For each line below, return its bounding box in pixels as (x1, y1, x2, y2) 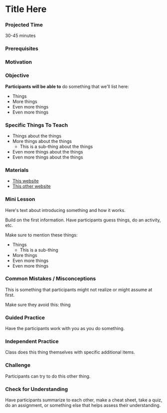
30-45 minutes (5, 32, 36, 38)
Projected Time (5, 21, 43, 28)
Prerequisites (5, 45, 38, 52)
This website (12, 178, 39, 184)
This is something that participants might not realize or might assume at (5, 286, 153, 292)
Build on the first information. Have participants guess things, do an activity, (5, 216, 161, 223)
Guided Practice (5, 314, 45, 321)
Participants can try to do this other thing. (5, 373, 91, 379)
